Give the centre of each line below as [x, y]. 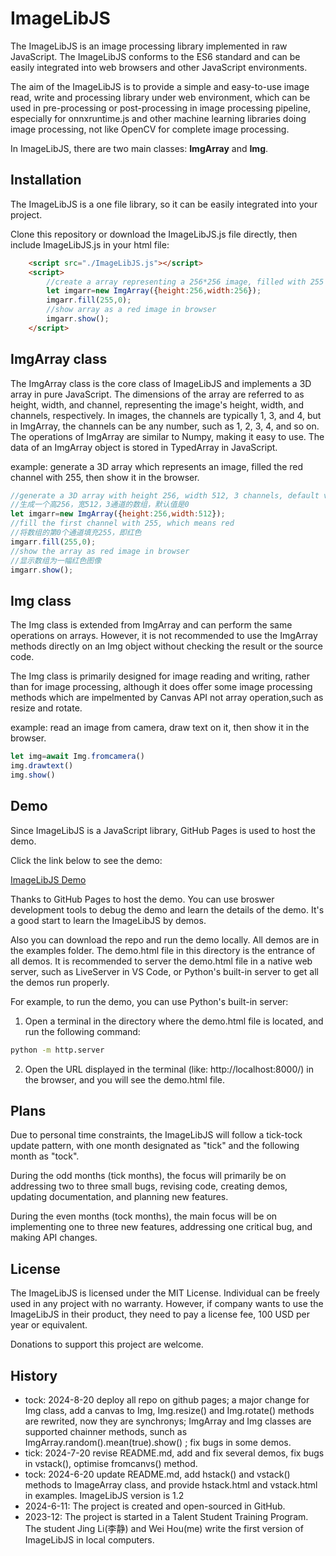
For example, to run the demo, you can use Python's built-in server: [149, 1001]
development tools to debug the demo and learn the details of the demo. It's [167, 909]
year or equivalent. [49, 1325]
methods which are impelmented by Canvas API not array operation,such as [167, 698]
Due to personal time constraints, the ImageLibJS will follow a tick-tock [156, 1135]
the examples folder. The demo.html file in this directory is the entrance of [163, 950]
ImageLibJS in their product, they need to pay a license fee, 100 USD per [160, 1314]
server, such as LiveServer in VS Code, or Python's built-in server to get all [164, 971]
